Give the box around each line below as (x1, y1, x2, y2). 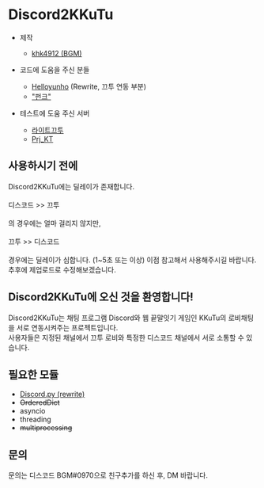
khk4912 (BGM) (31, 48, 82, 58)
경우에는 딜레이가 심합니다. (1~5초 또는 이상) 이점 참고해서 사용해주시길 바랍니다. (8, 255, 257, 265)
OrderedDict (19, 398, 61, 407)
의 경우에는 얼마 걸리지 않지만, (8, 218, 101, 227)
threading (19, 414, 51, 425)
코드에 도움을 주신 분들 (19, 65, 90, 74)
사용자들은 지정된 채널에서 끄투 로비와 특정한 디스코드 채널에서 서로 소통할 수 (8, 333, 245, 342)
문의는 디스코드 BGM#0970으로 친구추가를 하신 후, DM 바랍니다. (8, 471, 208, 480)
